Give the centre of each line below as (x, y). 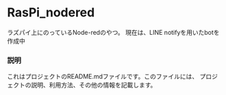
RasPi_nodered (51, 13)
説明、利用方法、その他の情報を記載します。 (93, 85)
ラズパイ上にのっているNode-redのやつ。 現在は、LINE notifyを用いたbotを (114, 32)
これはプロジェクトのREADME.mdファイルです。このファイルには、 (103, 77)
